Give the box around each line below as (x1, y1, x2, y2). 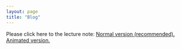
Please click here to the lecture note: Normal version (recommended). (6, 30, 175, 37)
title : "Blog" (6, 14, 41, 20)
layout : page (6, 8, 38, 15)
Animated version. (6, 37, 51, 44)
